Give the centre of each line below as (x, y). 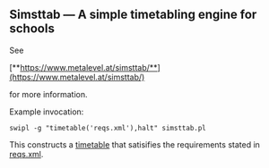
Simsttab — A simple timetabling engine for (133, 15)
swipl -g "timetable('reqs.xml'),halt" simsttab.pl (108, 128)
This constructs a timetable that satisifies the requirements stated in (134, 144)
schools (32, 29)
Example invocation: (47, 112)
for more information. (48, 94)
